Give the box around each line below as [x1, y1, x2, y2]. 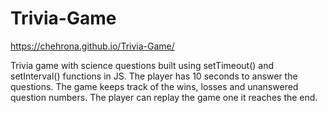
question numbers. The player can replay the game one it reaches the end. [10, 91, 318, 103]
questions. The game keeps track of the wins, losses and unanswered [10, 80, 299, 92]
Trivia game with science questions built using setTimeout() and [10, 59, 275, 71]
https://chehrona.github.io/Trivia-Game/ [10, 40, 175, 52]
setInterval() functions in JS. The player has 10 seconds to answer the [10, 70, 298, 82]
